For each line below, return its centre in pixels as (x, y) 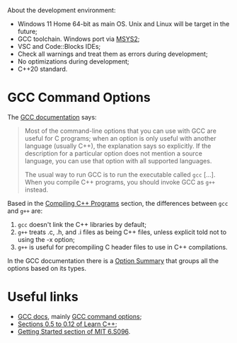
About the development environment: (62, 10)
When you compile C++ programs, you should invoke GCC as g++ (120, 182)
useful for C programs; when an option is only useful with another (120, 138)
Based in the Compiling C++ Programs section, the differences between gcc (118, 203)
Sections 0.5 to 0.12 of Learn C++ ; (67, 324)
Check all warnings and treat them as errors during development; (112, 54)
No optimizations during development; (73, 62)
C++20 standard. (42, 69)
